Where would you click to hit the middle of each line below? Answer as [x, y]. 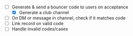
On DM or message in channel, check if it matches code [69, 18]
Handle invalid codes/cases [40, 29]
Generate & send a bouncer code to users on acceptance [70, 7]
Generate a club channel [44, 13]
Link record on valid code [37, 23]
